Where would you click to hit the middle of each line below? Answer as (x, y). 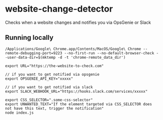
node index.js (20, 113)
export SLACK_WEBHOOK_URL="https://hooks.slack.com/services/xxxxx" (76, 91)
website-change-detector (59, 9)
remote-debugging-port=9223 (34, 53)
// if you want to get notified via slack (49, 87)
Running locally (29, 38)
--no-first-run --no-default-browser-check (109, 53)
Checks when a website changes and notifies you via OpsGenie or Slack (78, 22)
